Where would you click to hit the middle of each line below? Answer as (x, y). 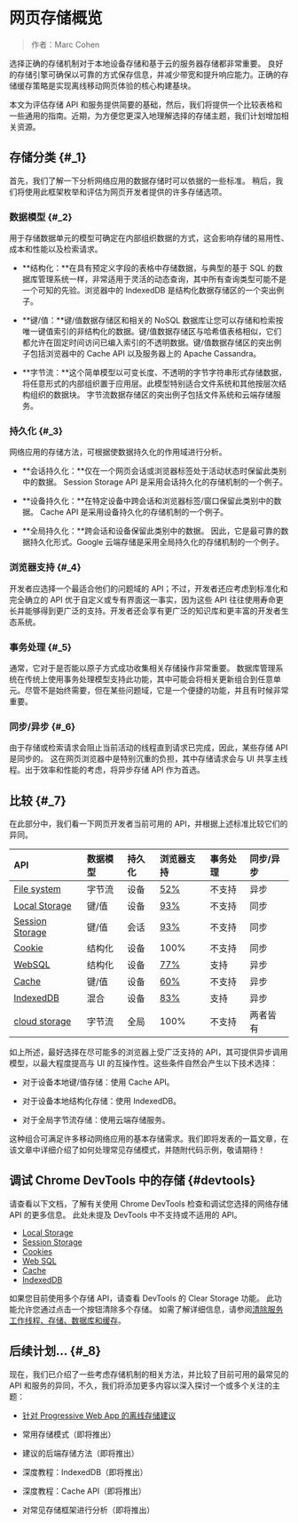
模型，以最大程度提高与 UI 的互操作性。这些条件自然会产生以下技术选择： (144, 1063)
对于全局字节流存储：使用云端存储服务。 (96, 1120)
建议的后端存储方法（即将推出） (80, 1453)
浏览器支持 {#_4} (45, 567)
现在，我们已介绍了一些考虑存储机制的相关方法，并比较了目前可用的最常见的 (149, 1374)
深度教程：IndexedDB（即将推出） (85, 1471)
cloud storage (43, 1022)
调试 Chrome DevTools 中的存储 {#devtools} (133, 1180)
